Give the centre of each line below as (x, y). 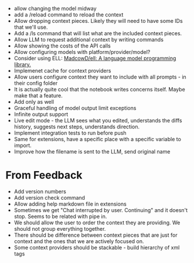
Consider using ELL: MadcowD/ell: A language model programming (95, 58)
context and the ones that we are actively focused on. (79, 241)
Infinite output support (41, 114)
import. (23, 145)
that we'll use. (31, 27)
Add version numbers (40, 191)
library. (23, 64)
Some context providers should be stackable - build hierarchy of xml (97, 247)
